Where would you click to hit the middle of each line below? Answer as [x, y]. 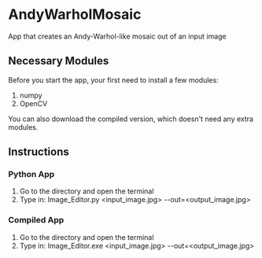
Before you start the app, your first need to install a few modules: [113, 79]
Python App [31, 175]
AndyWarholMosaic [75, 15]
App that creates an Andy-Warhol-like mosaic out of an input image [117, 36]
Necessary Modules [59, 61]
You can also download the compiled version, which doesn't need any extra [131, 119]
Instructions [39, 152]
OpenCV [33, 103]
